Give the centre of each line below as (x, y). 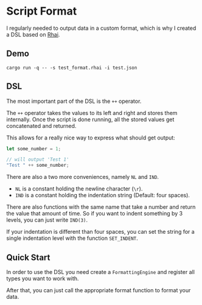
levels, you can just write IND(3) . (47, 220)
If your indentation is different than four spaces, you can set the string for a (100, 232)
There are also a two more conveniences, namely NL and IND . (83, 177)
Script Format (42, 11)
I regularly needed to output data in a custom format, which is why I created (101, 28)
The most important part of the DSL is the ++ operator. (74, 101)
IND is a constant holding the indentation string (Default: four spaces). (103, 195)
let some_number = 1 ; (34, 149)
